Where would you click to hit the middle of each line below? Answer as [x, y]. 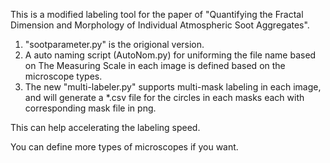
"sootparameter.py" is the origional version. [114, 44]
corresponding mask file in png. [90, 108]
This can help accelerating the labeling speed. [105, 127]
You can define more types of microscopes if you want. [124, 147]
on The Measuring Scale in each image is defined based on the [155, 65]
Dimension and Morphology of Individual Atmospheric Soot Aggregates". [160, 25]
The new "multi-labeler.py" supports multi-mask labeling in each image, [173, 87]
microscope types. [63, 76]
